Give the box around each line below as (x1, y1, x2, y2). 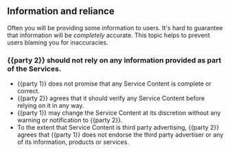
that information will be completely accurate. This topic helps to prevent (7, 31, 211, 39)
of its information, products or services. (16, 138, 129, 146)
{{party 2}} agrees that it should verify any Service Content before (16, 94, 205, 102)
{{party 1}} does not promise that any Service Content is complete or (16, 80, 211, 88)
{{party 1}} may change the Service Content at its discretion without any (16, 109, 221, 117)
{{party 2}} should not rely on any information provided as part (7, 55, 222, 64)
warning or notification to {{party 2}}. (16, 116, 123, 124)
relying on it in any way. (16, 102, 84, 110)
